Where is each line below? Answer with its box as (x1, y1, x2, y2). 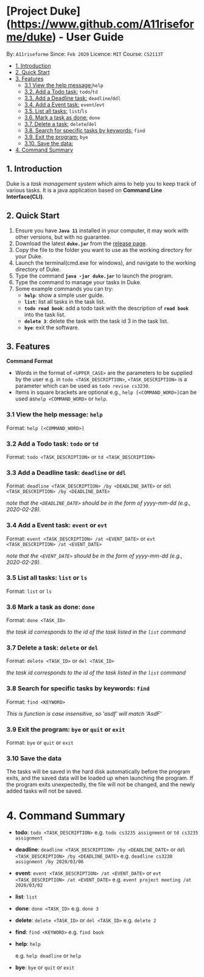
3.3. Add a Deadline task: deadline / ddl (24, 94, 121, 102)
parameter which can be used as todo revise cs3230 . (15, 382, 150, 390)
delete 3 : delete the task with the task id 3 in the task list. (24, 317, 169, 324)
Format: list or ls (6, 587, 52, 595)
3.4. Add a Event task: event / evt (24, 100, 105, 108)
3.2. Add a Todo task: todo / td (24, 88, 98, 95)
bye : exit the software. (24, 324, 80, 331)
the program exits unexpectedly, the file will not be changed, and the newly (6, 781, 195, 788)
